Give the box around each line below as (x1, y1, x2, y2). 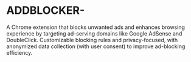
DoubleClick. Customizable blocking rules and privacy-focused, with (6, 36, 178, 43)
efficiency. (6, 49, 33, 56)
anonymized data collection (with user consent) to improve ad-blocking (6, 43, 186, 50)
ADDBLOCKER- (6, 4, 85, 17)
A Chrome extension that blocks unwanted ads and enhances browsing (6, 23, 186, 31)
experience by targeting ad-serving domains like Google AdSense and (6, 29, 182, 37)
